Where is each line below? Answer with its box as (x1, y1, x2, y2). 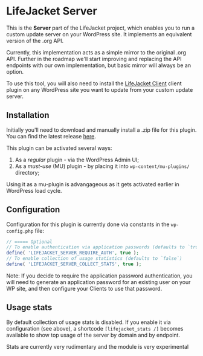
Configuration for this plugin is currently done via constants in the (6, 221, 170, 228)
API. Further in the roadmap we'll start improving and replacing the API (6, 55, 182, 62)
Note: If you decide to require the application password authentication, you (6, 272, 193, 279)
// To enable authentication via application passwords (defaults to (6, 244, 185, 250)
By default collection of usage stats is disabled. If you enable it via (6, 319, 171, 326)
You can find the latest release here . (6, 132, 97, 140)
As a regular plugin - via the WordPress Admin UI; (14, 156, 140, 163)
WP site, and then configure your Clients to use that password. (6, 285, 163, 292)
